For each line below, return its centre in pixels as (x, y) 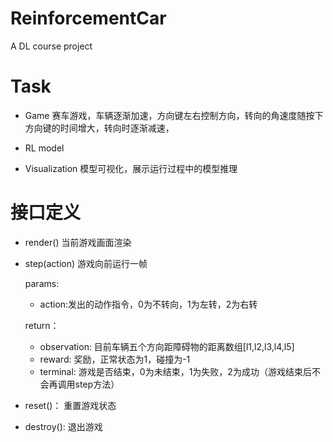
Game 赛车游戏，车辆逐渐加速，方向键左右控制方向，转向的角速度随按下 (174, 115)
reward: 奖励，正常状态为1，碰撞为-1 (115, 359)
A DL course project (51, 46)
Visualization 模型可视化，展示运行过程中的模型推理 (131, 168)
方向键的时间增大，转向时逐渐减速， (99, 128)
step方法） (97, 384)
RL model (44, 148)
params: (42, 283)
